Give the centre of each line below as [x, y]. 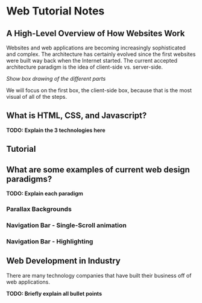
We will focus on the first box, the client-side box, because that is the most [99, 90]
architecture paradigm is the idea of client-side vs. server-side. [85, 67]
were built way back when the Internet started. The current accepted [92, 61]
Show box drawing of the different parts [56, 79]
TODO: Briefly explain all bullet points [54, 293]
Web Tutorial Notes [55, 11]
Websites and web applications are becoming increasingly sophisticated [96, 48]
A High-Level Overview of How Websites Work [96, 33]
